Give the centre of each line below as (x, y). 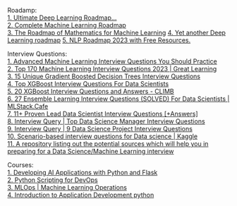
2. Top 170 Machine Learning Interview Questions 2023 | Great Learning (112, 69)
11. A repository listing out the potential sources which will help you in (108, 144)
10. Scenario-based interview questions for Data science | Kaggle (103, 136)
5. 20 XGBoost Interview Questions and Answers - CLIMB (91, 91)
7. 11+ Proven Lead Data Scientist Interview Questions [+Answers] (103, 114)
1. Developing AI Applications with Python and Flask (83, 172)
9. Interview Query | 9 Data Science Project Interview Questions (100, 129)
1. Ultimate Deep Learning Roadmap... (62, 18)
